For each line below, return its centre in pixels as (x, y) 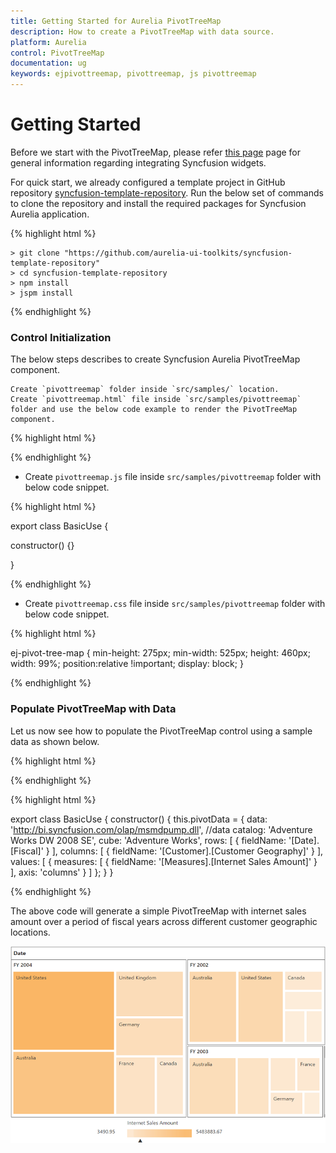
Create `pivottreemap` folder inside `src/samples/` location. (145, 390)
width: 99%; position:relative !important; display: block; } (127, 664)
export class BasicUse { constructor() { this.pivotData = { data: (139, 819)
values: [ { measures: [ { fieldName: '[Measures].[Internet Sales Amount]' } (164, 861)
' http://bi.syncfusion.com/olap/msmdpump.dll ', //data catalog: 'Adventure (161, 829)
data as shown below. (55, 741)
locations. (30, 932)
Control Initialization (61, 337)
